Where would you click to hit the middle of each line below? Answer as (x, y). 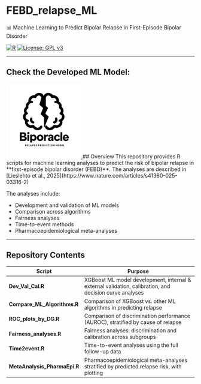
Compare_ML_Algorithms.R (44, 304)
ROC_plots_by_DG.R (34, 319)
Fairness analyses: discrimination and (130, 331)
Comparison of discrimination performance (137, 316)
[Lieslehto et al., (26, 175)
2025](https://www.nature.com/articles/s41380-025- (112, 175)
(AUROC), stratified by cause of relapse (133, 322)
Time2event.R (27, 348)
